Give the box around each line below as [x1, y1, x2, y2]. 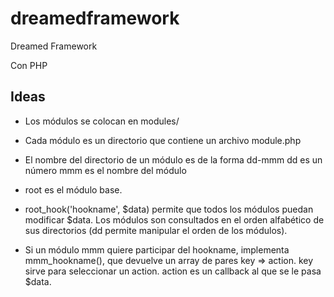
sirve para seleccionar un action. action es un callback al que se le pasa [24, 265, 322, 277]
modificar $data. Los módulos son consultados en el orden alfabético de [24, 213, 325, 226]
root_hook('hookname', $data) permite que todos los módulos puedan [24, 203, 314, 215]
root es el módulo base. [24, 183, 123, 196]
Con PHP [10, 59, 48, 71]
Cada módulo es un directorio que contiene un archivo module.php [24, 134, 302, 146]
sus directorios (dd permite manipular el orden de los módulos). [24, 224, 288, 236]
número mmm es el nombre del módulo [24, 164, 187, 176]
